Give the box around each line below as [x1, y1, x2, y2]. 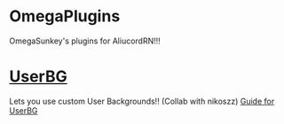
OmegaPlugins [9, 6, 121, 27]
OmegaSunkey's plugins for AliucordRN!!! [9, 35, 162, 46]
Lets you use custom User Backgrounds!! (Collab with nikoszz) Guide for [9, 96, 275, 106]
